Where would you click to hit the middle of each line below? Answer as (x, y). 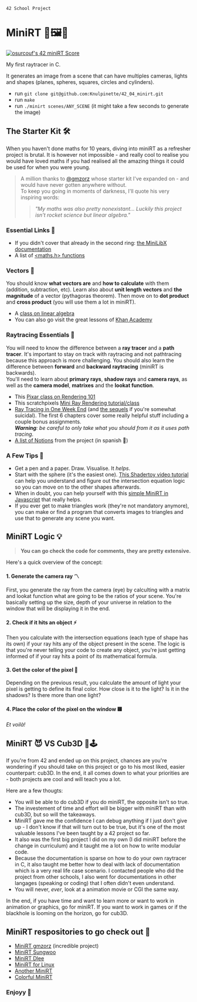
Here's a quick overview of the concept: (55, 562)
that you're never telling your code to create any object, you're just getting (96, 650)
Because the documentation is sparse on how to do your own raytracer (100, 858)
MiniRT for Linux (34, 965)
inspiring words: (40, 197)
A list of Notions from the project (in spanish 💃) (71, 440)
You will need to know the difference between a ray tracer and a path (90, 348)
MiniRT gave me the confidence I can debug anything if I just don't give (101, 821)
